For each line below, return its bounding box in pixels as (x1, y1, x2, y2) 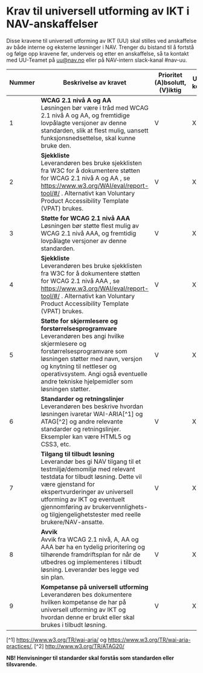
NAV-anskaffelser (6, 17, 98, 31)
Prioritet (158, 71, 182, 79)
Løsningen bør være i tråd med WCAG (40, 103, 149, 112)
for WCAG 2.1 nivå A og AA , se (40, 174, 130, 182)
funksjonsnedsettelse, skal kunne (40, 134, 136, 142)
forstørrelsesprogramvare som (40, 346, 128, 355)
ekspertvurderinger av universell (40, 487, 134, 496)
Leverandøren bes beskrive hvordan (40, 402, 144, 411)
